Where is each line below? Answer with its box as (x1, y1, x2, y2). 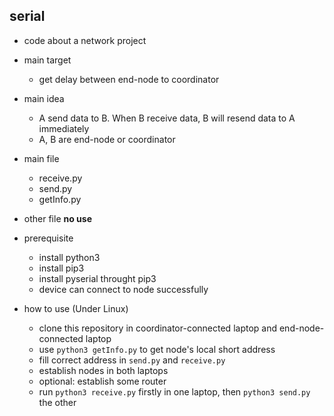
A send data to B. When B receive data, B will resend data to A (38, 112, 296, 124)
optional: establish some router (38, 375, 167, 387)
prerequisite (23, 232, 74, 244)
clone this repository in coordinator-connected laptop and (38, 322, 278, 334)
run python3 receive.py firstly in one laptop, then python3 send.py (38, 385, 311, 398)
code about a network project (23, 34, 147, 46)
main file (23, 152, 60, 164)
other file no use (23, 212, 92, 224)
